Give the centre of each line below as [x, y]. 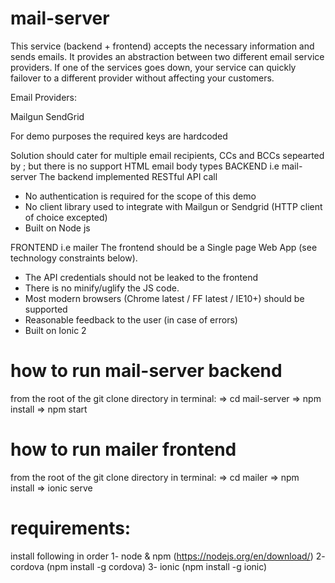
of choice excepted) [66, 217]
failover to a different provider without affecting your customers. [142, 78]
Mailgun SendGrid [47, 116]
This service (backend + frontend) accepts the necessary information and [162, 46]
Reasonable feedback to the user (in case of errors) [131, 319]
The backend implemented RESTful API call [128, 176]
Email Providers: [44, 97]
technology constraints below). [74, 258]
